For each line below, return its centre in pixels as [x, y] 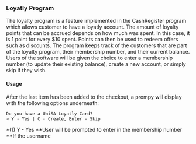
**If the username [28, 136]
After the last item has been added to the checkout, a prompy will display [94, 97]
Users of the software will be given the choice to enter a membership [90, 58]
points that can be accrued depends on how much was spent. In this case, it [98, 33]
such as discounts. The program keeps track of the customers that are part [97, 45]
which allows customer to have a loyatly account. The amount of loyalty [92, 27]
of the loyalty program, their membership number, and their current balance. [98, 52]
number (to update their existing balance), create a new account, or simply [96, 64]
